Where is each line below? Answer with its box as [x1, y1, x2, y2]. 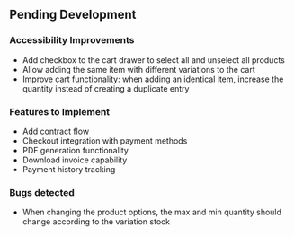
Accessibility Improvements [9, 34, 135, 47]
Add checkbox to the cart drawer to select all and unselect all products [22, 54, 285, 66]
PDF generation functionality [22, 144, 129, 155]
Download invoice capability [22, 154, 128, 165]
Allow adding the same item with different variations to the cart [22, 64, 255, 74]
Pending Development [9, 7, 137, 22]
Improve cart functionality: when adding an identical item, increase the [22, 74, 284, 84]
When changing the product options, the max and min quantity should [22, 206, 281, 218]
